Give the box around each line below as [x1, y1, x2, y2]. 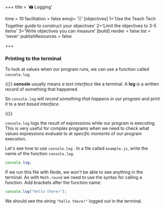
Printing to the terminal [5, 55, 62, 62]
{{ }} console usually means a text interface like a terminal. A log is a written [5, 81, 159, 87]
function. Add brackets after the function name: [5, 179, 102, 186]
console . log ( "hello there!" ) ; [5, 189, 67, 194]
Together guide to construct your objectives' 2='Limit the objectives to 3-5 [5, 23, 157, 29]
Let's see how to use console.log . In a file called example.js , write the [5, 145, 148, 151]
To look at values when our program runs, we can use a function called [5, 66, 149, 72]
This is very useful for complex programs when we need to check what [5, 125, 149, 132]
